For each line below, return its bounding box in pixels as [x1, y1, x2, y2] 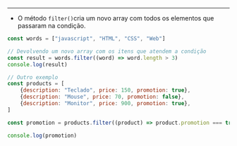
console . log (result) [7, 61, 68, 68]
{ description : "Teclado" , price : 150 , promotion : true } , [20, 87, 191, 94]
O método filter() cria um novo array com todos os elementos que [17, 14, 214, 22]
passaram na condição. [17, 22, 86, 30]
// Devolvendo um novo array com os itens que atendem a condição [7, 47, 207, 55]
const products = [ [7, 80, 65, 87]
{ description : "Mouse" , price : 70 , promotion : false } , [20, 93, 185, 101]
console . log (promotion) [7, 132, 78, 139]
